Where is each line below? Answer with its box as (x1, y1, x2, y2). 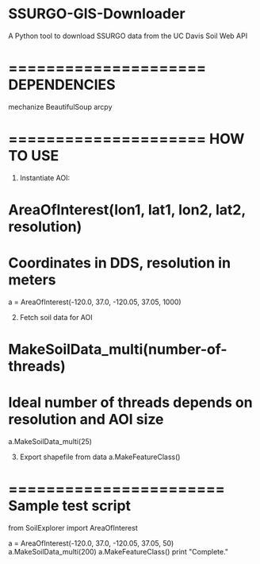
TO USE (8, 147, 59, 165)
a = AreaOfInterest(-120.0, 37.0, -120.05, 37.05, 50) (8, 539, 174, 548)
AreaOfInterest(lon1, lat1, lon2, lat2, (8, 201, 246, 218)
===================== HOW (8, 130, 245, 148)
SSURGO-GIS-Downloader (8, 5, 185, 23)
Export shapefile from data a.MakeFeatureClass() (19, 452, 181, 462)
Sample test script (8, 497, 132, 515)
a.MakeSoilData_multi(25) (8, 437, 93, 446)
